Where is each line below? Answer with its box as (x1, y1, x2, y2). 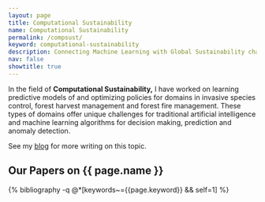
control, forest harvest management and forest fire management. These (8, 101, 241, 110)
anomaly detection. (8, 126, 71, 135)
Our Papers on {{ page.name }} (8, 164, 164, 178)
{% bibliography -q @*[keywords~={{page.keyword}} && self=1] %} (8, 185, 230, 194)
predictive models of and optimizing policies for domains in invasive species (8, 92, 256, 102)
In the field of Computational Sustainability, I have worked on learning (8, 84, 239, 94)
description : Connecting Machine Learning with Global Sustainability (8, 48, 245, 56)
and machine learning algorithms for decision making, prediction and (8, 117, 232, 127)
